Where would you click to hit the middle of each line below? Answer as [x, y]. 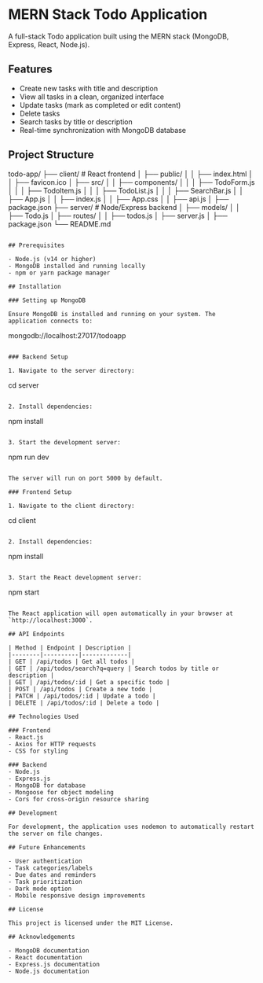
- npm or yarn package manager [59, 273]
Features [30, 70]
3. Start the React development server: [75, 577]
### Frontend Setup [40, 492]
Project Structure [51, 155]
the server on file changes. [56, 834]
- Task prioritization [45, 882]
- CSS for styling [38, 751]
